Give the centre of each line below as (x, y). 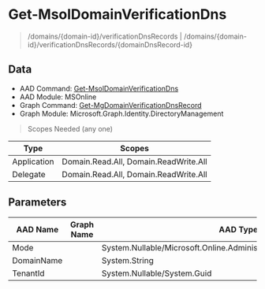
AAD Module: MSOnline (58, 97)
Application (33, 161)
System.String (127, 260)
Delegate (29, 174)
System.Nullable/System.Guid (157, 273)
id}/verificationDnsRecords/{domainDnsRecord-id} (110, 44)
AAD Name (37, 229)
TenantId (28, 273)
